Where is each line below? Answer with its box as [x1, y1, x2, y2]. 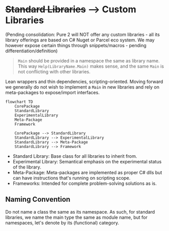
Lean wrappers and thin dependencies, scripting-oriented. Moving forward [5, 78, 163, 85]
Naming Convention [5, 195, 71, 204]
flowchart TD [5, 99, 33, 104]
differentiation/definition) [5, 48, 58, 54]
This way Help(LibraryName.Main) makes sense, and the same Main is [17, 63, 164, 69]
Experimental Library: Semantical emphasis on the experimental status [12, 158, 162, 164]
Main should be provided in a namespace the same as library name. [17, 57, 160, 64]
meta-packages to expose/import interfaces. [5, 89, 100, 95]
